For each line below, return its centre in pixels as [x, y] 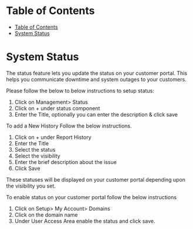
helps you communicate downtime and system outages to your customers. [96, 79]
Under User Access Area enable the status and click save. [85, 221]
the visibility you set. [31, 186]
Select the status [35, 149]
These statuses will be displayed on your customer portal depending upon [96, 179]
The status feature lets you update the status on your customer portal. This [97, 73]
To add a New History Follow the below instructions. [69, 126]
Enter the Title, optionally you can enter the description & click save [96, 114]
